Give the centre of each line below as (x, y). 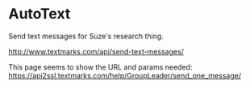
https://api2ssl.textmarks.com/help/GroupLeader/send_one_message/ (125, 75)
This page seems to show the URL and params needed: (100, 67)
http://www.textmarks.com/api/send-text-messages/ (96, 51)
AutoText (40, 14)
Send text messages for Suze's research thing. (86, 36)
